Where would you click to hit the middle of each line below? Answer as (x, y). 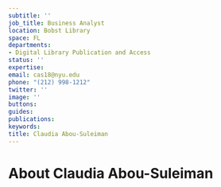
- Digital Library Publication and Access (79, 53)
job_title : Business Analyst (56, 23)
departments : (30, 45)
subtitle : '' (30, 16)
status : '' (26, 60)
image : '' (25, 97)
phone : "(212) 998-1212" (49, 82)
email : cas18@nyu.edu (44, 75)
